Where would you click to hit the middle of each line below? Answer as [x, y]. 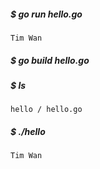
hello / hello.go [46, 110]
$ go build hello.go [50, 60]
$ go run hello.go [46, 14]
